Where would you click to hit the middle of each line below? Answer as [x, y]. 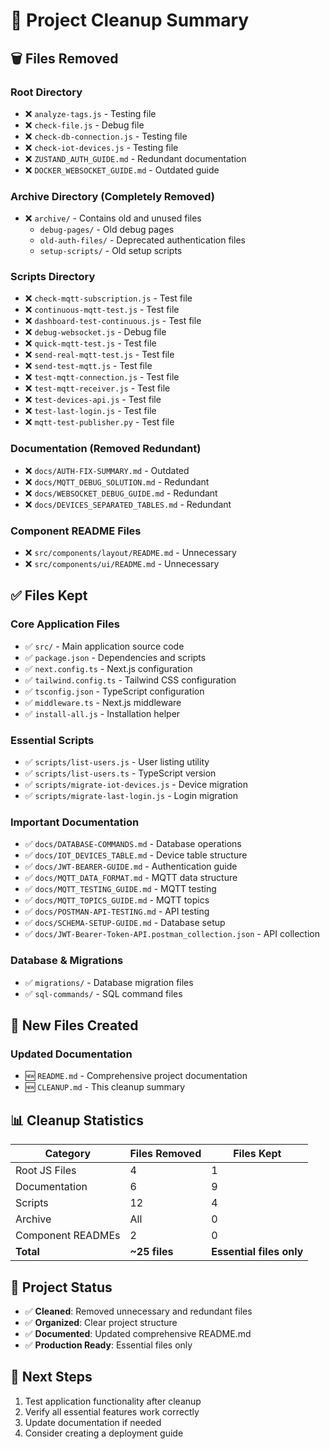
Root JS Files [46, 1171]
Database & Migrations [67, 961]
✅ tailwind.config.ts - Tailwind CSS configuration [130, 680]
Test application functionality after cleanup [113, 1401]
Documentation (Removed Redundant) [106, 449]
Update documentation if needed [93, 1422]
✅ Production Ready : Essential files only [108, 1345]
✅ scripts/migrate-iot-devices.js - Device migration [136, 785]
